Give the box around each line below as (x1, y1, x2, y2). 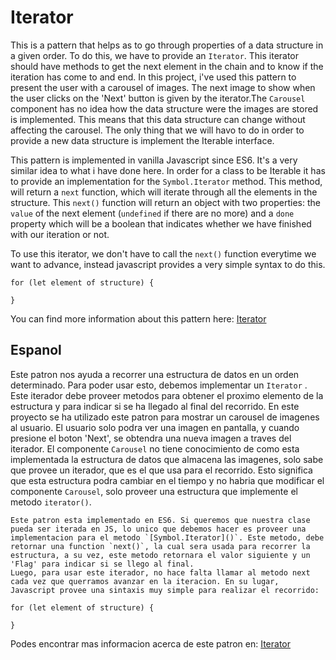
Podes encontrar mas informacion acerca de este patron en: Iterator (10, 637, 291, 650)
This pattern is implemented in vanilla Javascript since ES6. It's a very (10, 154, 298, 166)
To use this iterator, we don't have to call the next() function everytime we (10, 247, 317, 260)
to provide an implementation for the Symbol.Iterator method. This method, (10, 175, 323, 187)
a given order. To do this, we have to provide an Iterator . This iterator (10, 49, 300, 61)
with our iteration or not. (10, 228, 110, 240)
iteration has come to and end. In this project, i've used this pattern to (10, 71, 297, 83)
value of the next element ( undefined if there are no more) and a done (10, 207, 295, 219)
